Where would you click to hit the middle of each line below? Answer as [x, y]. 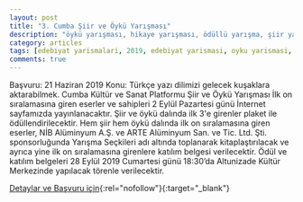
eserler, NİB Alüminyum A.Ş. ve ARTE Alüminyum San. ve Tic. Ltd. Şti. [138, 132]
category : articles [46, 43]
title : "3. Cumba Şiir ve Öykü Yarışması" [90, 26]
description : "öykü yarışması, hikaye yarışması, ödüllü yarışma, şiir [147, 34]
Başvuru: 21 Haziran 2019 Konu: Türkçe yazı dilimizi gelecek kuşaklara [140, 85]
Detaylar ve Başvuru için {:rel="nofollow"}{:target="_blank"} [119, 188]
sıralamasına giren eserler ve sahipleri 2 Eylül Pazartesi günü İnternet [138, 104]
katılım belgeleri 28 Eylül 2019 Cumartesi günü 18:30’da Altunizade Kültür [145, 161]
